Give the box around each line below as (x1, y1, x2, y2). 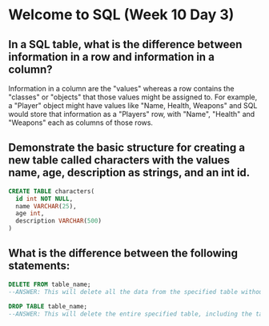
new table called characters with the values (8, 154, 231, 167)
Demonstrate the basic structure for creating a (8, 141, 246, 155)
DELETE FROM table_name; (8, 280, 91, 288)
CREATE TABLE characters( (8, 187, 94, 195)
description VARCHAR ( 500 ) (15, 217, 102, 225)
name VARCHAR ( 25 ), (15, 202, 78, 210)
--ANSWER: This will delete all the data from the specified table (8, 288, 239, 296)
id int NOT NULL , (15, 195, 74, 203)
